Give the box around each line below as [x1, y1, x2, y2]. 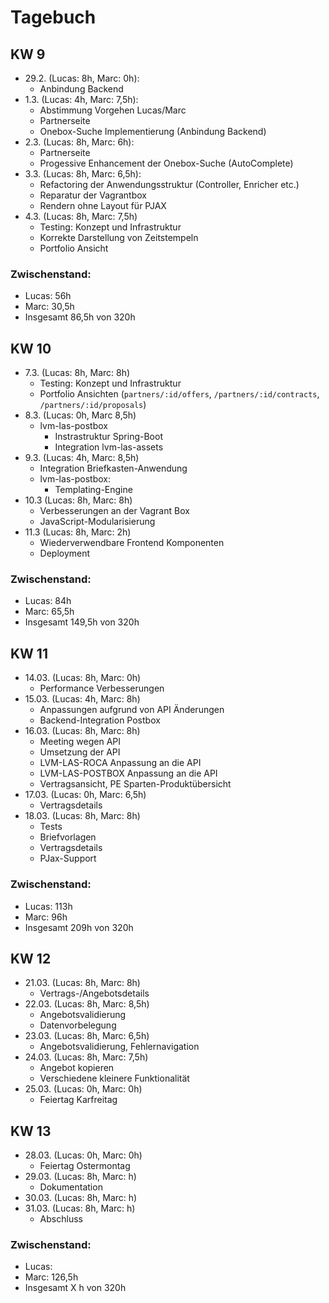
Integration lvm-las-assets [54, 441, 164, 453]
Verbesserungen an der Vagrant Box [39, 505, 190, 517]
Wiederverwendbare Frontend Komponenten [39, 537, 225, 549]
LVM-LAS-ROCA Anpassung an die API [39, 757, 202, 769]
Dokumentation [39, 1181, 103, 1193]
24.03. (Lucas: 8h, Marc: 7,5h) [24, 1051, 149, 1063]
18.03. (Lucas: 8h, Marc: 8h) [24, 810, 141, 822]
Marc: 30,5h [24, 301, 75, 313]
